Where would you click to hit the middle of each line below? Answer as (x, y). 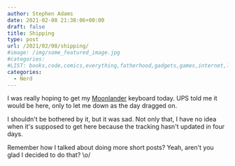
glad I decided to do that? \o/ (49, 155)
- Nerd (23, 78)
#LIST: (17, 66)
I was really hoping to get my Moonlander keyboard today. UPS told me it (113, 98)
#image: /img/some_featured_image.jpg (64, 53)
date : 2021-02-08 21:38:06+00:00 (56, 20)
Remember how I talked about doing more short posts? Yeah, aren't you (111, 148)
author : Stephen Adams (40, 14)
